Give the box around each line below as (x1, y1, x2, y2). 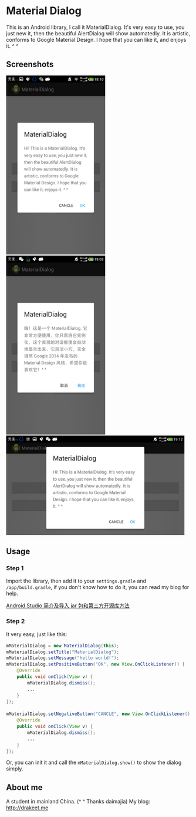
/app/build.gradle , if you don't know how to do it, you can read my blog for (6, 584, 190, 591)
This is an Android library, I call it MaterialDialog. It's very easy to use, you (6, 24, 185, 31)
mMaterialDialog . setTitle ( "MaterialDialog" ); (6, 649, 119, 655)
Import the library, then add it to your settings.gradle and (6, 577, 147, 584)
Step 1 (6, 564, 24, 573)
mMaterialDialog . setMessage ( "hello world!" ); (6, 655, 119, 661)
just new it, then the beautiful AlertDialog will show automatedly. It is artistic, (6, 29, 191, 37)
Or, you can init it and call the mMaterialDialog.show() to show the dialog (6, 759, 182, 766)
